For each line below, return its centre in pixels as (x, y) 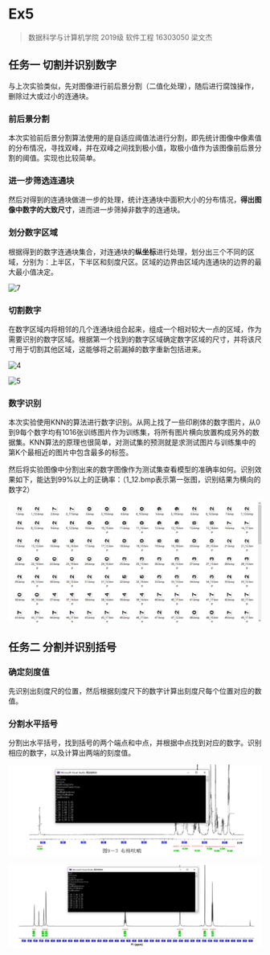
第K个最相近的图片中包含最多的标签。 (71, 453)
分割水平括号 (33, 724)
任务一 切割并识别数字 (62, 65)
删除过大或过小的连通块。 (51, 96)
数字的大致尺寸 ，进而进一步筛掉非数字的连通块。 (103, 210)
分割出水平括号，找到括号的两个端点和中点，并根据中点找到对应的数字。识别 (135, 743)
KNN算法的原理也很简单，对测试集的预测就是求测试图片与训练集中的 (143, 442)
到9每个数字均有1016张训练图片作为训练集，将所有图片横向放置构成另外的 (131, 432)
